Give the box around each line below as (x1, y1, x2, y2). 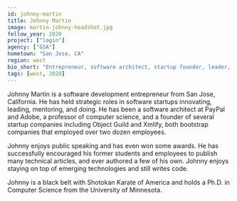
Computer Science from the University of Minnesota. (7, 185, 162, 194)
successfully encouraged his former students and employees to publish (7, 149, 218, 158)
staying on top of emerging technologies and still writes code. (7, 164, 189, 172)
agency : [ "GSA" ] (7, 43, 56, 51)
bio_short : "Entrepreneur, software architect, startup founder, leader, (7, 63, 231, 71)
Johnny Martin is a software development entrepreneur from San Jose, (7, 90, 216, 98)
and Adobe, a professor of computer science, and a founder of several (7, 112, 215, 121)
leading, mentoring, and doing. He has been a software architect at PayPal (7, 105, 226, 113)
